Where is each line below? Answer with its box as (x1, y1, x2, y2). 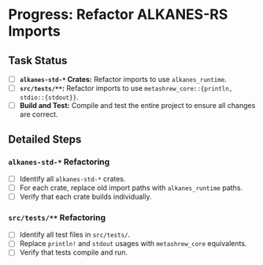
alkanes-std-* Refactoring (8, 156, 110, 167)
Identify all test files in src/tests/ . (19, 230, 131, 240)
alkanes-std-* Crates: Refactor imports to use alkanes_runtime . (19, 75, 227, 84)
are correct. (19, 110, 58, 119)
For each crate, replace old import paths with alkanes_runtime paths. (19, 183, 243, 192)
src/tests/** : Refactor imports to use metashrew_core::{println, (19, 84, 233, 93)
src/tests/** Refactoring (8, 211, 106, 222)
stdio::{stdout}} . (19, 92, 79, 102)
